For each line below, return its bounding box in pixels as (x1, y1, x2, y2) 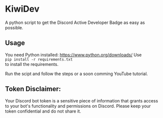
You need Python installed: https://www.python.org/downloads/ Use (5, 52, 142, 58)
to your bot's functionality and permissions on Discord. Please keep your (5, 103, 151, 109)
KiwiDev (5, 3, 40, 15)
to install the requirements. (5, 61, 59, 67)
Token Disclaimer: (5, 85, 61, 93)
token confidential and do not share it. (5, 108, 81, 114)
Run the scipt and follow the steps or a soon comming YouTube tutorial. (5, 71, 148, 77)
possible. (5, 24, 23, 30)
